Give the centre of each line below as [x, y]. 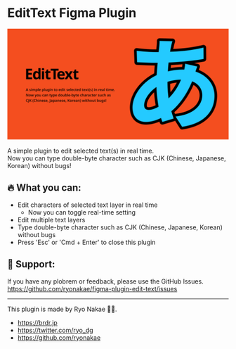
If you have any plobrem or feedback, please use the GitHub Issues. [105, 281]
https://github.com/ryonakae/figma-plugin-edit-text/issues [92, 288]
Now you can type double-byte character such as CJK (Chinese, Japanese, [117, 158]
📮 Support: [31, 264]
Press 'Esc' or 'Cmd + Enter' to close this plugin [86, 242]
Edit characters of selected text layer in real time [87, 205]
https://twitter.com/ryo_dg [55, 330]
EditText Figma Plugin [72, 13]
